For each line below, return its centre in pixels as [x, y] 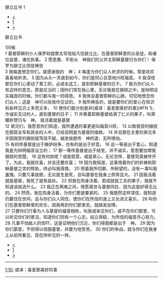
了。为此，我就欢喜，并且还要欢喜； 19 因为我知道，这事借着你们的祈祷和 [79, 162]
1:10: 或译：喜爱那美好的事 [31, 270]
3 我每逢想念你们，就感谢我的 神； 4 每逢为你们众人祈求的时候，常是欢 [78, 71]
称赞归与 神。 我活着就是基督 [40, 120]
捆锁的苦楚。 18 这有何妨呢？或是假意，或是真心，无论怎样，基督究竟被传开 [81, 156]
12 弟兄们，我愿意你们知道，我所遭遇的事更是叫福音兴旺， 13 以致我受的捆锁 [81, 126]
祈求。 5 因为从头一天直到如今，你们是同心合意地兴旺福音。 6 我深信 [86, 78]
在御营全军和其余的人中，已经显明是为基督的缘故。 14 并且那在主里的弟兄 [79, 132]
